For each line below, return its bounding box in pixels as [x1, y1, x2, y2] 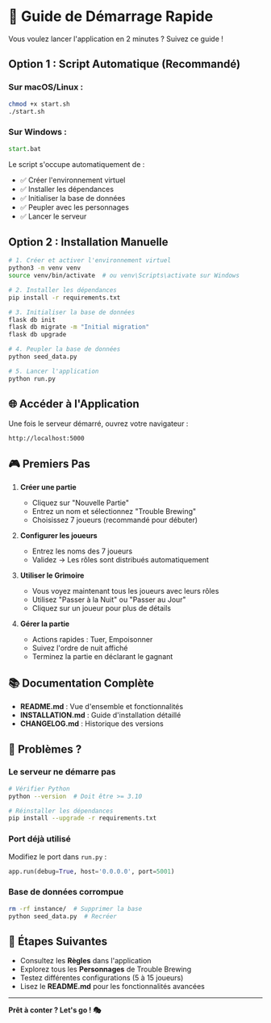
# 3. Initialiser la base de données [8, 308, 135, 316]
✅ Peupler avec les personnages [19, 202, 129, 212]
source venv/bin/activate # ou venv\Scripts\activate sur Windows [8, 272, 240, 280]
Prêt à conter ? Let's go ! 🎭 [8, 1005, 102, 1015]
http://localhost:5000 [8, 434, 85, 442]
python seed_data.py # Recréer [8, 912, 117, 921]
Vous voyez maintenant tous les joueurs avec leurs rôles [31, 587, 219, 596]
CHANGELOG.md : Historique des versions [19, 719, 164, 729]
